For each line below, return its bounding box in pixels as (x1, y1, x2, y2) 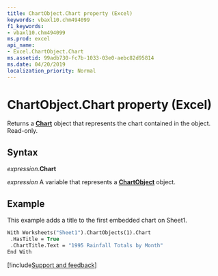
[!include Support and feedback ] (7, 261, 97, 269)
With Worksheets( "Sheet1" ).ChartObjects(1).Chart (7, 229, 152, 236)
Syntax (7, 147, 38, 158)
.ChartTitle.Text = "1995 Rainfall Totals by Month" (10, 242, 164, 249)
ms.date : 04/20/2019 (7, 61, 66, 68)
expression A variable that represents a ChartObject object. (7, 178, 176, 186)
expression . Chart (7, 165, 57, 173)
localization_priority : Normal (7, 67, 96, 74)
